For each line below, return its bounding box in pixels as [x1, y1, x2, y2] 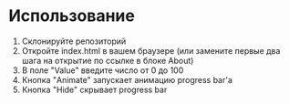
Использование [8, 5, 136, 26]
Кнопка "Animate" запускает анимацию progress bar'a [21, 74, 233, 85]
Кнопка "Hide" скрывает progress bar [21, 84, 168, 95]
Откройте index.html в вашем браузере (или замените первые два [21, 45, 281, 56]
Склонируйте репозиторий [21, 36, 127, 47]
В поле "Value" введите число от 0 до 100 [21, 65, 184, 76]
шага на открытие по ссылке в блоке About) [21, 55, 194, 66]
